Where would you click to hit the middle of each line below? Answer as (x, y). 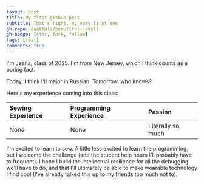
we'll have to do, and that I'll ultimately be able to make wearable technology (102, 168)
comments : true (25, 46)
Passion (160, 112)
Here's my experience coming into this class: (63, 93)
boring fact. (21, 69)
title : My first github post (43, 18)
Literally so (164, 126)
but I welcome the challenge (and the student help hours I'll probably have (99, 155)
